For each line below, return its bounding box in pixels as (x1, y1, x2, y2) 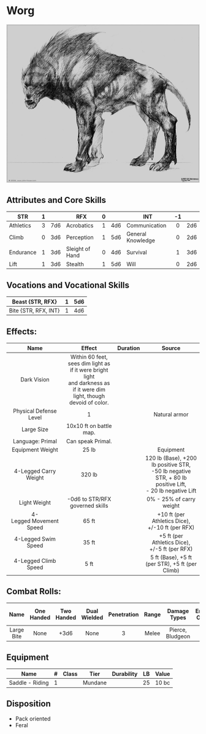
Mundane (82, 679, 107, 687)
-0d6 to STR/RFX (67, 495, 112, 503)
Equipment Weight (12, 446, 58, 453)
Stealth (66, 260, 84, 267)
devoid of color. (69, 399, 109, 406)
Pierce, (169, 626, 187, 633)
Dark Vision (20, 376, 50, 383)
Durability (112, 670, 138, 678)
